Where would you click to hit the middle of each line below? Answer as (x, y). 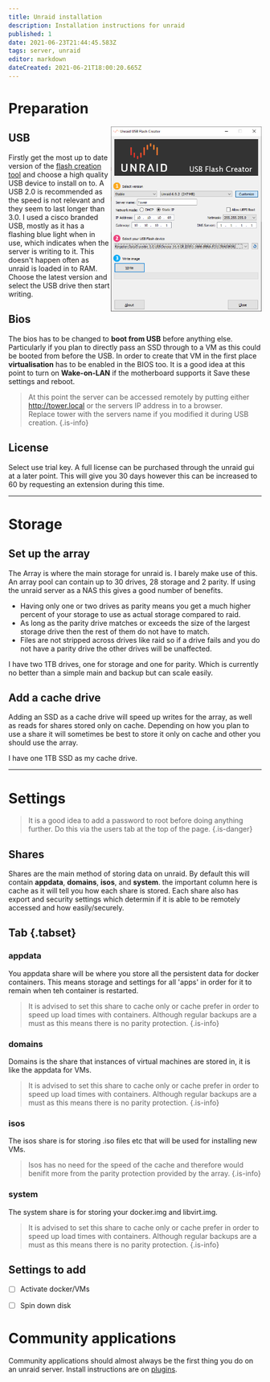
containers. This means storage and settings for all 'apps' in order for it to (130, 982)
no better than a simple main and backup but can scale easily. (111, 673)
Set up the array (49, 554)
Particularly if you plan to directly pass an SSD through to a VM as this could (135, 347)
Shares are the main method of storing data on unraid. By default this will (129, 874)
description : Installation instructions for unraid (96, 25)
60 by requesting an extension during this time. (86, 484)
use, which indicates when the (59, 243)
